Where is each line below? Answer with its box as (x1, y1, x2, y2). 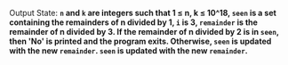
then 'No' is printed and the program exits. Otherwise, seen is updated (9, 36, 272, 46)
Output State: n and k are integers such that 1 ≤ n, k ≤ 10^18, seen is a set (9, 8, 277, 18)
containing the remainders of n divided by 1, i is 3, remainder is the (9, 17, 258, 28)
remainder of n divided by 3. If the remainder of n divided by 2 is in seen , (9, 27, 279, 37)
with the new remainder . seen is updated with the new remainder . (9, 45, 249, 56)
